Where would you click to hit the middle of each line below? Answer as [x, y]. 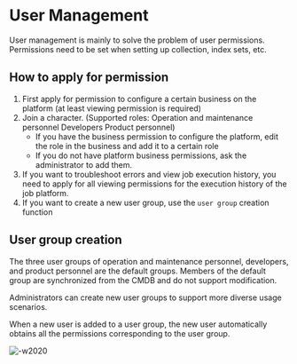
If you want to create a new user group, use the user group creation [145, 202]
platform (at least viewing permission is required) [112, 108]
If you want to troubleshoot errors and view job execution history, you [149, 174]
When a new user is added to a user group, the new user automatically [138, 324]
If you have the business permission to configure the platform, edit [157, 136]
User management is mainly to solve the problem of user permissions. [137, 40]
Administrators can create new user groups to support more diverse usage [145, 297]
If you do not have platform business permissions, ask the [141, 155]
